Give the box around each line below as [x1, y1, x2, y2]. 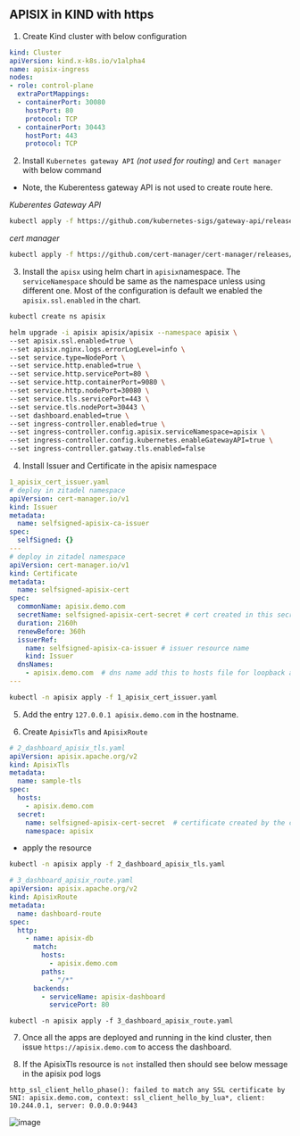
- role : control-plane [9, 81, 94, 90]
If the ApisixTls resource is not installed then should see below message [21, 1059, 288, 1070]
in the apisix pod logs [21, 1068, 101, 1079]
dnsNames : [17, 660, 54, 669]
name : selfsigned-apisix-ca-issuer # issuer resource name [25, 643, 250, 652]
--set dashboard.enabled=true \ [9, 410, 129, 420]
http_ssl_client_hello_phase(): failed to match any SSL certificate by [9, 1086, 286, 1095]
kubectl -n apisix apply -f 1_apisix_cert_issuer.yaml [9, 692, 218, 701]
